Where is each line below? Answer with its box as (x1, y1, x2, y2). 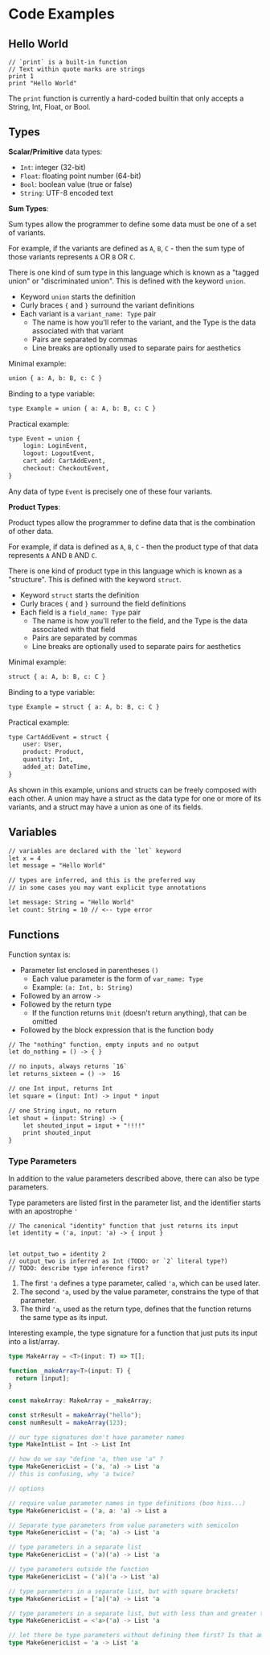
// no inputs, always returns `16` (8, 1062, 128, 1071)
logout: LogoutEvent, (22, 449, 95, 457)
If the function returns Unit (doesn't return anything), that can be (31, 1007, 247, 1017)
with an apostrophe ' (8, 1206, 79, 1216)
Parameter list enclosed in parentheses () (19, 965, 159, 974)
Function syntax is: (8, 950, 71, 959)
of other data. (8, 526, 54, 536)
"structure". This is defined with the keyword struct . (8, 574, 182, 584)
